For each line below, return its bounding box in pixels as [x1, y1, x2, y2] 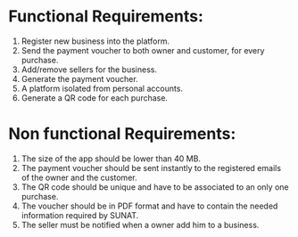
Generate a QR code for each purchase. [21, 92, 169, 103]
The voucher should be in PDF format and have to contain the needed [21, 200, 278, 211]
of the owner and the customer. [21, 172, 137, 183]
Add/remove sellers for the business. [21, 64, 158, 75]
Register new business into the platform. [21, 36, 170, 46]
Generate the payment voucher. [21, 73, 139, 84]
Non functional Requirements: [8, 124, 236, 144]
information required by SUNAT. [21, 209, 139, 220]
